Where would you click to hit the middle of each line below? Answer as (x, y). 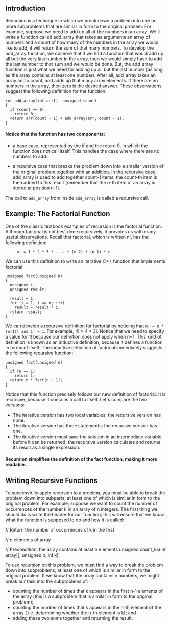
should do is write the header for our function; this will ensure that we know (85, 515)
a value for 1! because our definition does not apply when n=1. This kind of (83, 336)
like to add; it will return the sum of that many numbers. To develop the (80, 47)
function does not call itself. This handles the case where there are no (86, 151)
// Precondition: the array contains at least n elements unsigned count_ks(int (86, 550)
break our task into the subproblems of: (47, 581)
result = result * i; (37, 307)
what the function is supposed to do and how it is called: (65, 520)
